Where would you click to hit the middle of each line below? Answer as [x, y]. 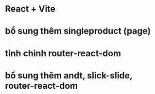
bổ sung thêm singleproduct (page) [78, 31]
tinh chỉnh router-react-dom [63, 53]
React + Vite [30, 9]
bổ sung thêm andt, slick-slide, [69, 75]
